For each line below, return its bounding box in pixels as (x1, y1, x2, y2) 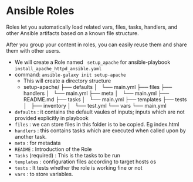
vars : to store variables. (14, 170, 73, 177)
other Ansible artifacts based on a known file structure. (6, 29, 139, 36)
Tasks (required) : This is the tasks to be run (14, 152, 120, 159)
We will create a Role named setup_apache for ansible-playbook (14, 59, 171, 66)
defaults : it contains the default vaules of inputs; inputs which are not (14, 108, 185, 115)
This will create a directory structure (23, 77, 111, 84)
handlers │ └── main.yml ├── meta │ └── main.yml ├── (23, 90, 170, 97)
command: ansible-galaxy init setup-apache (14, 71, 126, 78)
